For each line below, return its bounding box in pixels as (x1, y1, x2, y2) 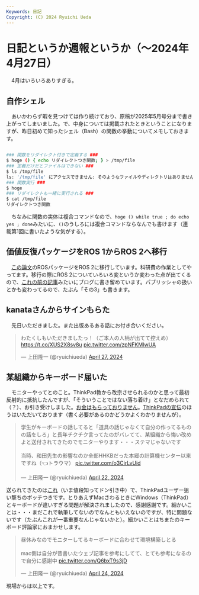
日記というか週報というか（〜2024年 (6, 41, 189, 55)
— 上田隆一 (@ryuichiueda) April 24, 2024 (20, 570, 124, 577)
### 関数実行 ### (6, 179, 46, 185)
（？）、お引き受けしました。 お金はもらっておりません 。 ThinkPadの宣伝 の (6, 404, 187, 411)
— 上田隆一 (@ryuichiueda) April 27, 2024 (20, 353, 123, 360)
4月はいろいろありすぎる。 (11, 77, 78, 84)
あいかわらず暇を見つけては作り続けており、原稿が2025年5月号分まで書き (11, 113, 192, 120)
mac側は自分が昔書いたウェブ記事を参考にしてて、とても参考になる (20, 550, 187, 557)
